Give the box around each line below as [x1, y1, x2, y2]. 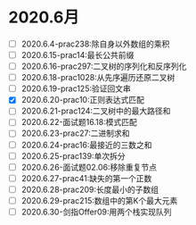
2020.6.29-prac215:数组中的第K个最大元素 [20, 195, 178, 205]
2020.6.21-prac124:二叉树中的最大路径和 [20, 105, 171, 116]
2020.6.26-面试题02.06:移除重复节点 [20, 162, 158, 172]
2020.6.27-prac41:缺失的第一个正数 [20, 172, 152, 183]
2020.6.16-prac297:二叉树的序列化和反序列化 [20, 61, 187, 71]
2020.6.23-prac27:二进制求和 [20, 128, 130, 138]
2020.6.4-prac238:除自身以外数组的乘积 [20, 38, 170, 49]
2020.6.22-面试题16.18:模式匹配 [20, 117, 137, 128]
